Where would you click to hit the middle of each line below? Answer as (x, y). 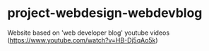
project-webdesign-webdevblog (105, 13)
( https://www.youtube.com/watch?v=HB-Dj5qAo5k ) (83, 40)
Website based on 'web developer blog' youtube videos (89, 33)
